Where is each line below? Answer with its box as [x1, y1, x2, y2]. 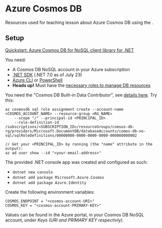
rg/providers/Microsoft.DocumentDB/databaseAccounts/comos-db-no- [5, 128, 146, 133]
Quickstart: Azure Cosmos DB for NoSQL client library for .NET [5, 47, 134, 53]
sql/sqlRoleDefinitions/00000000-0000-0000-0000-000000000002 [5, 133, 137, 138]
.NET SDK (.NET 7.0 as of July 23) [12, 72, 82, 78]
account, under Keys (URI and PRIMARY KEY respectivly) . [5, 217, 124, 223]
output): [5, 146, 23, 151]
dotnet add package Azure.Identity [12, 180, 87, 185]
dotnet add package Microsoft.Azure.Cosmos [12, 175, 105, 180]
